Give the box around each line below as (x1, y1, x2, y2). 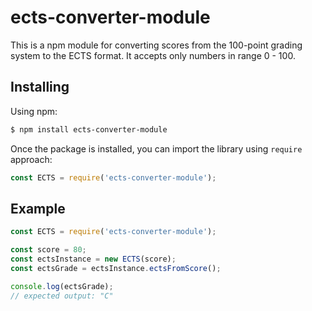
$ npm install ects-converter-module (10, 124, 168, 135)
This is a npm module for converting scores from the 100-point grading (10, 39, 303, 51)
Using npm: (10, 105, 58, 117)
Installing (10, 79, 70, 96)
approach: (10, 153, 53, 165)
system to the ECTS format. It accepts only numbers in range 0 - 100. (10, 49, 296, 61)
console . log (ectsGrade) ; (10, 281, 114, 291)
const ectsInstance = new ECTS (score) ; (10, 254, 177, 265)
